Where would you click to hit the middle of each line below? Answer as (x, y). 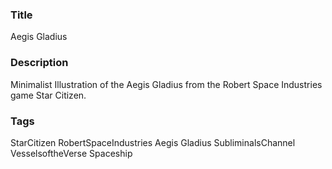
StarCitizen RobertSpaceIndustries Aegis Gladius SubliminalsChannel (153, 142)
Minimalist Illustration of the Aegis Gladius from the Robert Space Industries (166, 84)
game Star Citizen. (48, 95)
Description (39, 63)
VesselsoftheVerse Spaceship (71, 153)
